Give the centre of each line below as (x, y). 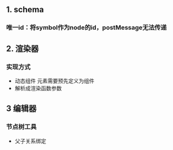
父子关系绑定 (30, 141)
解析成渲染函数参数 (38, 88)
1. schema (25, 10)
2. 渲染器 (23, 49)
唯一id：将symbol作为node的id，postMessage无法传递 (86, 28)
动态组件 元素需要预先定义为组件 (55, 81)
